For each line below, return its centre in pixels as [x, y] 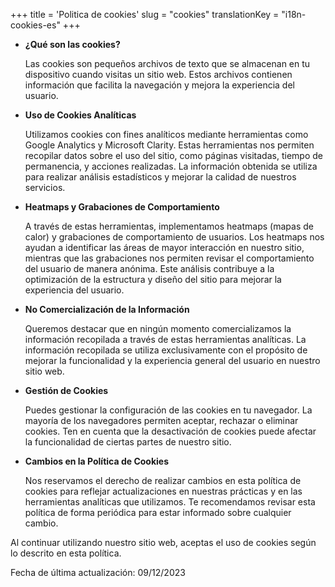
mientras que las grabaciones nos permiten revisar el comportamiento [169, 258]
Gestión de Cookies [66, 390]
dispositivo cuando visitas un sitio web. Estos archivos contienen [158, 74]
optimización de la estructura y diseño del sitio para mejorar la [153, 279]
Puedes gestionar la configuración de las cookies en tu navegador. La [168, 410]
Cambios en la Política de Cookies [96, 461]
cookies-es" [35, 25]
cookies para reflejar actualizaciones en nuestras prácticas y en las [163, 491]
